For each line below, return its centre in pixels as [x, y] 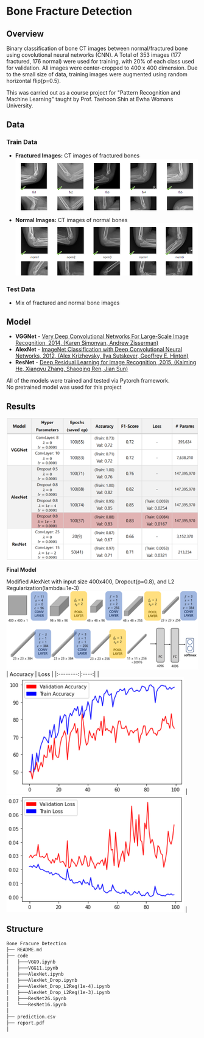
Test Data [21, 289]
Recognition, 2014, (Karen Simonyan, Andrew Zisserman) [87, 343]
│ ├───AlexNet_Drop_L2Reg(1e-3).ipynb [58, 993]
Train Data [22, 142]
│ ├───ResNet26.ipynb [37, 999]
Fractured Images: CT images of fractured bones [77, 155]
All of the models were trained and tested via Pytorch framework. [88, 381]
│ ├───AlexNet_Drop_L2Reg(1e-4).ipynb [58, 987]
